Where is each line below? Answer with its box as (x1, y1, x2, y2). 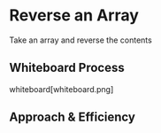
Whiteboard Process (9, 60, 126, 75)
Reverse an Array (9, 5, 140, 26)
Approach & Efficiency (9, 110, 135, 125)
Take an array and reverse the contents (9, 35, 152, 45)
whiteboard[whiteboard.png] (9, 83, 114, 94)
